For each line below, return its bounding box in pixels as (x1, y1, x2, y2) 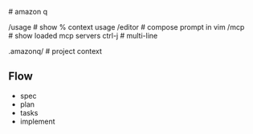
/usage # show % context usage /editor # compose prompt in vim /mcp (8, 22, 245, 31)
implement (19, 116, 55, 126)
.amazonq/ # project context (8, 47, 103, 55)
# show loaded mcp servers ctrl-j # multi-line (8, 31, 158, 40)
